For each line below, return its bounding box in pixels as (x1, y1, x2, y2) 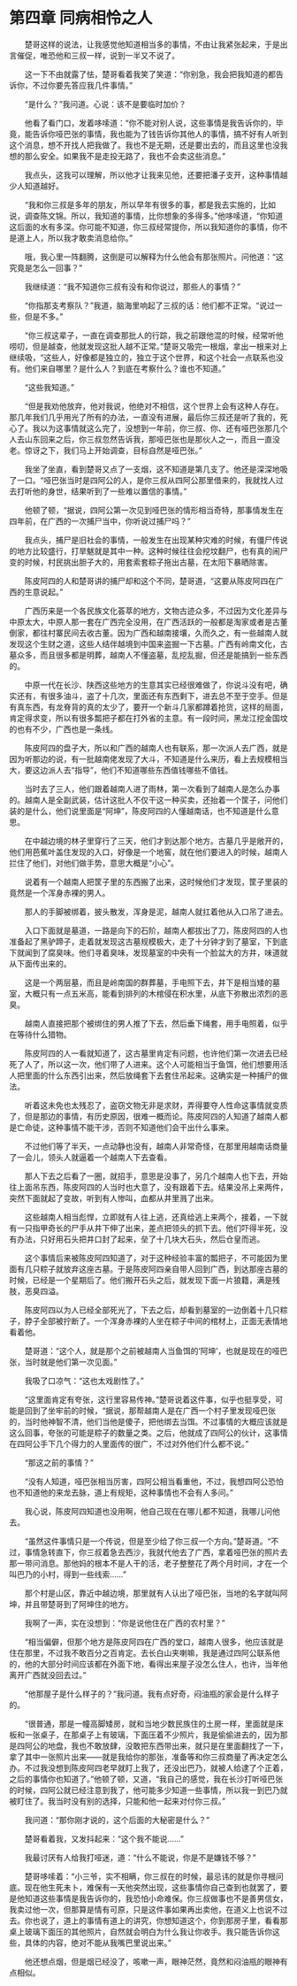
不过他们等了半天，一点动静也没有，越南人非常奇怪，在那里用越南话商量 (24, 1141, 288, 1151)
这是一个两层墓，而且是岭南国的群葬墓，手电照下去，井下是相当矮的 (24, 977, 272, 988)
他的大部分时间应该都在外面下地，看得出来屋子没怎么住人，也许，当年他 (24, 1659, 288, 1669)
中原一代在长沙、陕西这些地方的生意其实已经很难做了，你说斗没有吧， (24, 679, 280, 690)
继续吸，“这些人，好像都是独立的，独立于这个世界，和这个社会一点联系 (9, 351, 269, 363)
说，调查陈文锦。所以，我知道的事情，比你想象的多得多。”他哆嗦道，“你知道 (9, 210, 284, 221)
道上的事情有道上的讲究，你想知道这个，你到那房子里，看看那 (63, 1915, 288, 1926)
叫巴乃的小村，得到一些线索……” (9, 1568, 126, 1580)
